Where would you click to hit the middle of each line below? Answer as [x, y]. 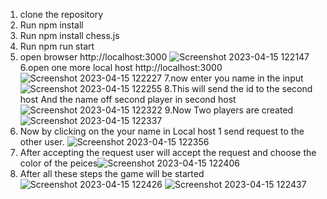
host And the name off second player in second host [128, 99]
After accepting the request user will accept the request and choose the [168, 152]
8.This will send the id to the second [238, 88]
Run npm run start [57, 46]
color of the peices [58, 163]
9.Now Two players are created [229, 110]
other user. [42, 142]
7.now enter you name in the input [233, 78]
